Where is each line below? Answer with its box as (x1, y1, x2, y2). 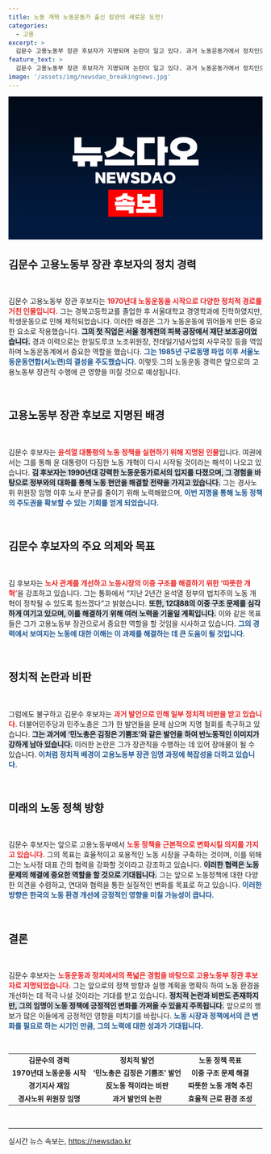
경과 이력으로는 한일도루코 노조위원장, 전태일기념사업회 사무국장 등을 (31, 336, 248, 347)
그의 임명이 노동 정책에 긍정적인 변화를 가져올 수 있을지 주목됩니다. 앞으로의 (19, 1001, 252, 1011)
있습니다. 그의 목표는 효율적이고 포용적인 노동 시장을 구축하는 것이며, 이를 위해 (16, 850, 262, 860)
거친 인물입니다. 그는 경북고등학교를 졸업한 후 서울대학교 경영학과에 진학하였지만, (8, 306, 263, 316)
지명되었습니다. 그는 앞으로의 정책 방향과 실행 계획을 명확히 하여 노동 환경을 (23, 981, 261, 991)
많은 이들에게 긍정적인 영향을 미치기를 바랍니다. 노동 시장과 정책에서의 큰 (23, 1011, 251, 1021)
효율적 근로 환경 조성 (188, 1093, 252, 1103)
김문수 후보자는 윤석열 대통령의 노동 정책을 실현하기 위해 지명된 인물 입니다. (8, 447, 241, 457)
